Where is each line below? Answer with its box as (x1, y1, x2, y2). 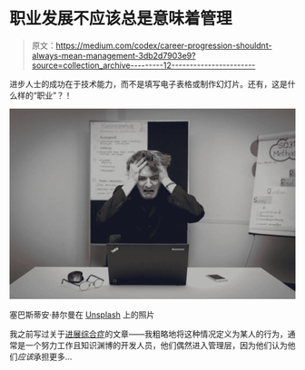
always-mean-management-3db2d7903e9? (31, 50, 197, 61)
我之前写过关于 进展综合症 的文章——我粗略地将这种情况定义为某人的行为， (9, 328, 288, 339)
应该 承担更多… (17, 351, 73, 362)
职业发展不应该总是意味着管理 (9, 8, 233, 29)
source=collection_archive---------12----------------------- (31, 60, 256, 71)
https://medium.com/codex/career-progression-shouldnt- (55, 40, 272, 51)
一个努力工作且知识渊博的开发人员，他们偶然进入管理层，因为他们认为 (25, 339, 288, 350)
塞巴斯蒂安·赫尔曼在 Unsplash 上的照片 (9, 309, 155, 320)
